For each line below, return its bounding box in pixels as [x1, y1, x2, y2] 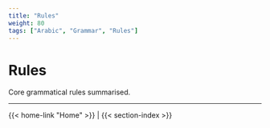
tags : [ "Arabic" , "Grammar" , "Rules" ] [8, 26, 138, 34]
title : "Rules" [8, 11, 59, 20]
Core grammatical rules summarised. [8, 87, 131, 97]
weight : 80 [8, 19, 45, 27]
